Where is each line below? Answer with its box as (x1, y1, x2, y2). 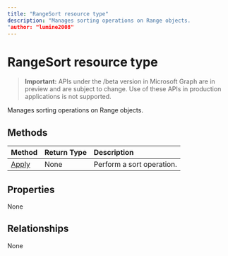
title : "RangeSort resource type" (7, 10, 109, 18)
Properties (7, 183, 55, 195)
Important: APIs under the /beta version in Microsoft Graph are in (24, 77, 215, 86)
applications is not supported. (24, 93, 112, 101)
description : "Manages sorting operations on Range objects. (7, 17, 191, 24)
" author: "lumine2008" (7, 23, 74, 30)
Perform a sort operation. (93, 160, 178, 170)
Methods (7, 127, 48, 139)
